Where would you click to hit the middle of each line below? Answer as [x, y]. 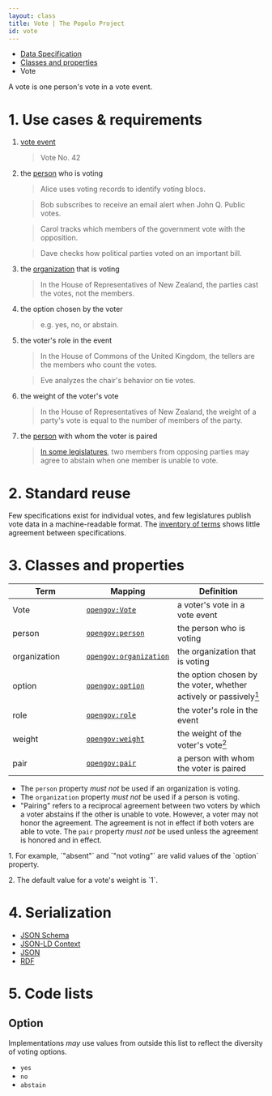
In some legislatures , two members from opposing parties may [144, 452]
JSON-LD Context [50, 944]
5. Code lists [51, 994]
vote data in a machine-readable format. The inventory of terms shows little [134, 524]
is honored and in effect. [61, 840]
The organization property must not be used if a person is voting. [130, 797]
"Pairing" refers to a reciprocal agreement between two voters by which [140, 805]
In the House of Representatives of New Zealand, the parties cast [149, 285]
